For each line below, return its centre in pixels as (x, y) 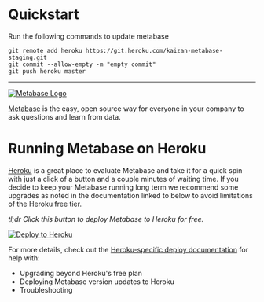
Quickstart (44, 15)
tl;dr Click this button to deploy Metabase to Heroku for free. (106, 219)
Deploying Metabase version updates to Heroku (97, 282)
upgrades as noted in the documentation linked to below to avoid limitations (131, 195)
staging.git (27, 57)
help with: (24, 258)
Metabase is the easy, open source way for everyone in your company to (126, 109)
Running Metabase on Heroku (107, 149)
